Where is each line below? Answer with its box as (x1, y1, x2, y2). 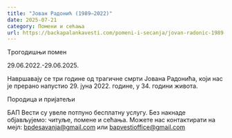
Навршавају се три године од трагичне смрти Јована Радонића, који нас (7, 75, 223, 83)
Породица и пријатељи (7, 95, 76, 104)
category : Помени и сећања (7, 23, 85, 30)
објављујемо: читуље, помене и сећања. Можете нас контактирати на (7, 116, 216, 124)
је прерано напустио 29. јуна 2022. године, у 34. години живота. (7, 82, 198, 90)
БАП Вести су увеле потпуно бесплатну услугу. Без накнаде (7, 108, 186, 117)
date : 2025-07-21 (7, 16, 57, 23)
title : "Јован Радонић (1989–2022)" (7, 10, 113, 17)
